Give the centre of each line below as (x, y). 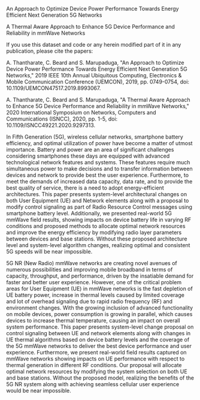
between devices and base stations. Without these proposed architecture (97, 239)
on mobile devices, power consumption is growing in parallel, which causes (99, 314)
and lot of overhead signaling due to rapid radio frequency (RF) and (89, 301)
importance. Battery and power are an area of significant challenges (90, 150)
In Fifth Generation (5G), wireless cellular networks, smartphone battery (95, 137)
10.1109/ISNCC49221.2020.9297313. (51, 125)
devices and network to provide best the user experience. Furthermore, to (98, 175)
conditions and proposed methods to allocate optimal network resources (96, 226)
